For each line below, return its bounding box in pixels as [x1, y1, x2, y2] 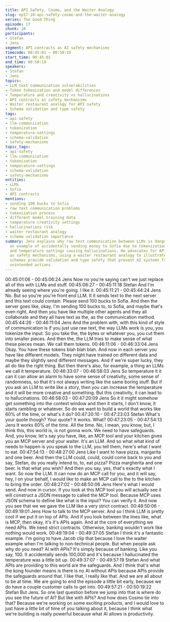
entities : [5, 177, 26, 183]
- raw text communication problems [5, 206, 80, 211]
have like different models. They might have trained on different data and [5, 351, 157, 358]
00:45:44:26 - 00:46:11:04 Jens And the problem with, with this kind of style [5, 319, 164, 325]
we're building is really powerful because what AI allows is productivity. [5, 610, 154, 617]
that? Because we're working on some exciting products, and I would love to [5, 600, 164, 606]
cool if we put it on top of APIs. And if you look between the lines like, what [5, 513, 161, 519]
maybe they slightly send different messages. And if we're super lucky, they [5, 357, 163, 363]
